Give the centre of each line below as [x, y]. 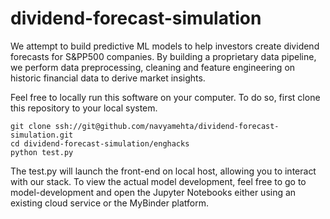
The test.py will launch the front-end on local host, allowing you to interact [163, 171]
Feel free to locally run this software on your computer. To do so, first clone [165, 97]
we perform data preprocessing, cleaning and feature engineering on [153, 67]
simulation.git [42, 135]
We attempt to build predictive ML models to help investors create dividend [165, 46]
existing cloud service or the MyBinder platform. [109, 203]
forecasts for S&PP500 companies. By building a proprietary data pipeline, [163, 56]
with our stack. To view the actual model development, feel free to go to [158, 181]
